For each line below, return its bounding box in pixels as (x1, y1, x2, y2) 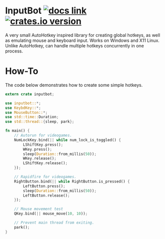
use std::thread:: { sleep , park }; (5, 119, 75, 124)
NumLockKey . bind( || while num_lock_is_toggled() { (14, 137, 121, 142)
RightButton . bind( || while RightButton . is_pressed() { (14, 179, 130, 184)
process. (5, 48, 23, 54)
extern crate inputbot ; (5, 91, 55, 97)
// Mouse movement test (14, 207, 64, 212)
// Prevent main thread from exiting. (14, 220, 94, 225)
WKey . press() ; (23, 147, 52, 152)
